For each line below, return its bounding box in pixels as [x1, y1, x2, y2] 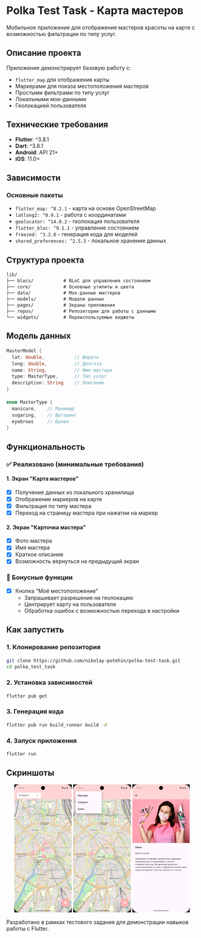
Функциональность [6, 442, 86, 452]
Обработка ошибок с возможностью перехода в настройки [24, 607, 180, 614]
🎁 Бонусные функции [6, 573, 73, 582]
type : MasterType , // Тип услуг [12, 373, 107, 379]
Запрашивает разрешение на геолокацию [24, 594, 134, 601]
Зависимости [6, 172, 61, 183]
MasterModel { [6, 348, 43, 354]
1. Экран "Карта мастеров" [6, 475, 79, 482]
